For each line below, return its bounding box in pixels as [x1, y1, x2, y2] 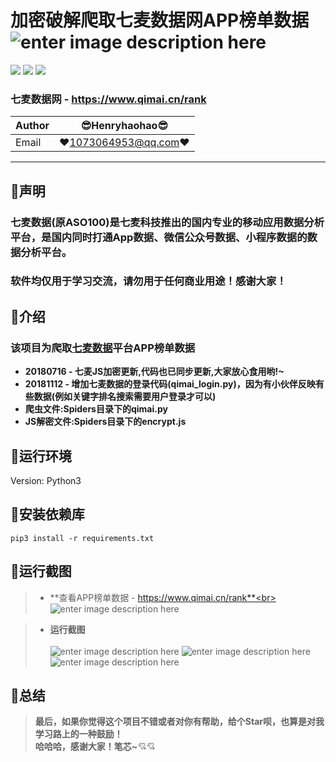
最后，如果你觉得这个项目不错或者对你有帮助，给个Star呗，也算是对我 [34, 716, 325, 728]
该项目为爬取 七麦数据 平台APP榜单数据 [10, 341, 196, 355]
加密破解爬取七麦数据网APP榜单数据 [10, 9, 310, 32]
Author [15, 119, 50, 133]
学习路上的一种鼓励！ [34, 728, 123, 740]
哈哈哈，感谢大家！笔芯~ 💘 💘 [34, 741, 156, 753]
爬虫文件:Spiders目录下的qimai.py [24, 403, 168, 415]
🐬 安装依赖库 [10, 506, 85, 523]
